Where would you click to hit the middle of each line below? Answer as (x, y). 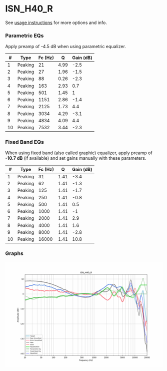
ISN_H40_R (29, 9)
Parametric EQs (24, 36)
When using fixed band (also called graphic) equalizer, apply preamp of (79, 153)
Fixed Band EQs (24, 142)
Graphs (14, 253)
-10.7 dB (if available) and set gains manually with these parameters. (76, 158)
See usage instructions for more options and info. (56, 23)
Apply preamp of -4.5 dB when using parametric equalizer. (66, 47)
